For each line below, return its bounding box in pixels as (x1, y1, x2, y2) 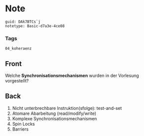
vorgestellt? (5, 78, 29, 84)
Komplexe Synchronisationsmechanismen (12, 115, 97, 121)
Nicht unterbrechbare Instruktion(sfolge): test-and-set (12, 105, 122, 111)
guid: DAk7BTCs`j (5, 19, 41, 24)
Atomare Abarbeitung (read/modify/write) (12, 110, 97, 116)
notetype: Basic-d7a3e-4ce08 (5, 23, 65, 29)
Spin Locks (12, 121, 35, 127)
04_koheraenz (5, 46, 32, 51)
